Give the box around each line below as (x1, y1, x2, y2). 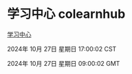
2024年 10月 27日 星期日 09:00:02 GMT (7, 59, 120, 67)
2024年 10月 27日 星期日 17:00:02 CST (7, 45, 117, 53)
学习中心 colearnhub (7, 6, 126, 22)
